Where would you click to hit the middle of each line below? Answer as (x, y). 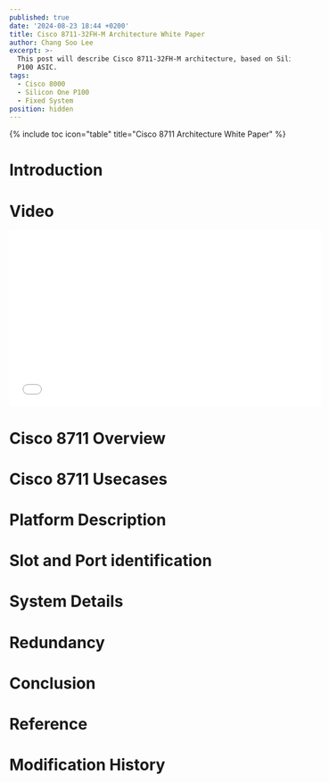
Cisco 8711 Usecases (88, 479)
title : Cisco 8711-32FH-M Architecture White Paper (107, 34)
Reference (48, 724)
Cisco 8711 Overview (88, 438)
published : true (39, 17)
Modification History (87, 765)
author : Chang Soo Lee (51, 42)
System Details (66, 601)
